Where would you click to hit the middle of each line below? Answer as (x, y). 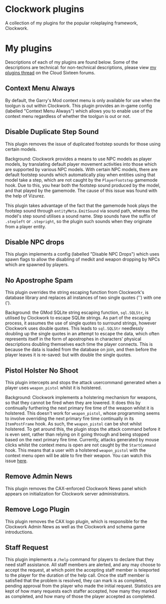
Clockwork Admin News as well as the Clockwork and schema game (75, 526)
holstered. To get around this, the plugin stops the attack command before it (83, 429)
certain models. (21, 149)
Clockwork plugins (45, 9)
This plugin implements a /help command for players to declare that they (80, 559)
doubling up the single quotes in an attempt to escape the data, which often (82, 334)
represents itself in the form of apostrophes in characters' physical (73, 339)
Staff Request (27, 548)
